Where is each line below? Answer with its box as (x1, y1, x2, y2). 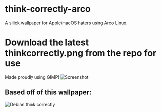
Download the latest (5, 37, 89, 48)
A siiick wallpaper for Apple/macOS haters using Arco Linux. (5, 20, 128, 26)
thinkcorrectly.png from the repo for (5, 48, 157, 58)
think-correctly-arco (5, 3, 91, 15)
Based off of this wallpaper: (5, 88, 92, 97)
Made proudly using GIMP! (5, 74, 59, 80)
